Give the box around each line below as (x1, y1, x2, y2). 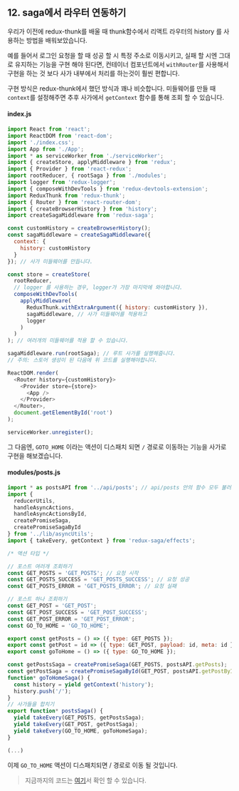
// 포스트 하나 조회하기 (7, 596, 68, 603)
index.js (7, 110, 32, 118)
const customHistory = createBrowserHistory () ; (7, 225, 152, 232)
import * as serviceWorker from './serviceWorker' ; (7, 152, 164, 159)
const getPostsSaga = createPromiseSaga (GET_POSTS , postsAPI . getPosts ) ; (7, 661, 228, 668)
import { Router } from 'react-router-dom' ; (7, 198, 142, 205)
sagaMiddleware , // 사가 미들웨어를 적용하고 (26, 310, 147, 317)
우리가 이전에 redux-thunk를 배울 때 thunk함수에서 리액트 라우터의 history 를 (7, 27, 223, 36)
